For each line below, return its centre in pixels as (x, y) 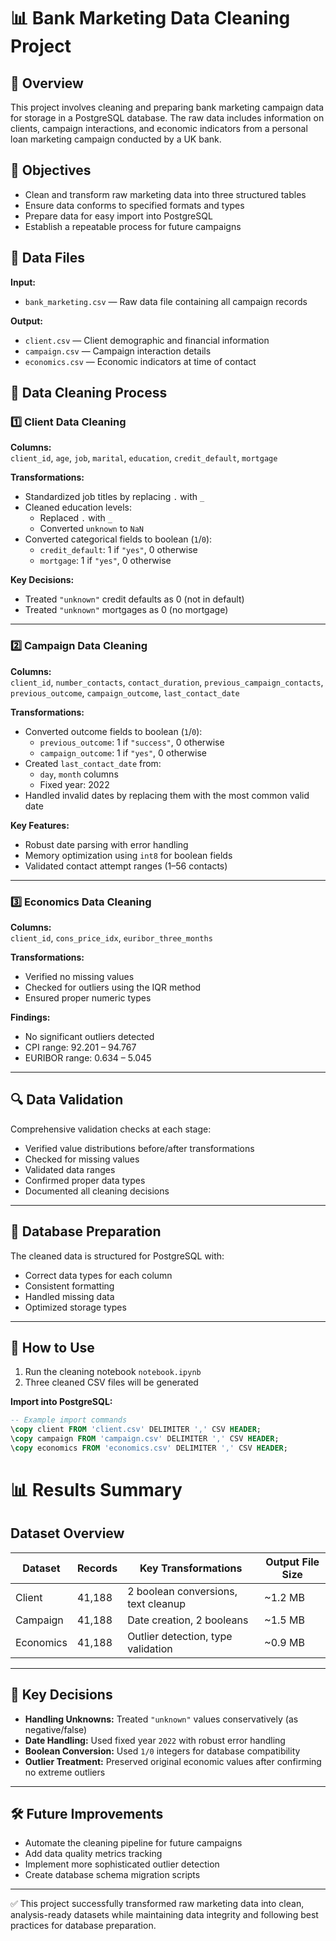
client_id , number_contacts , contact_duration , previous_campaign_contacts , (167, 682)
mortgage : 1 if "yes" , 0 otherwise (105, 561)
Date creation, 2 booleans (188, 1620)
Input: (23, 282)
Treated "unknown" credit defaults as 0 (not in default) (134, 599)
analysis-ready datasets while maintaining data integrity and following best (164, 1915)
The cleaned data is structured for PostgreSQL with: (117, 1256)
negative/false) (56, 1729)
